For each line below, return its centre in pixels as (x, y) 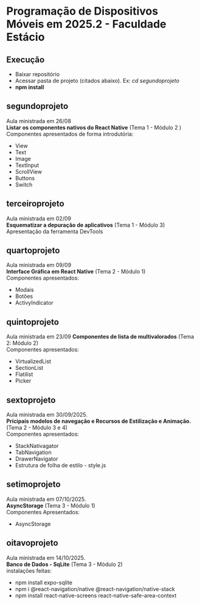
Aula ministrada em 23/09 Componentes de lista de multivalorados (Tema (100, 337)
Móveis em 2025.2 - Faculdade (86, 24)
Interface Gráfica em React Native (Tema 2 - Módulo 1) (76, 272)
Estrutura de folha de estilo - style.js (60, 465)
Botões (24, 296)
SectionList (29, 368)
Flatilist (24, 374)
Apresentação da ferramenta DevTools (55, 231)
